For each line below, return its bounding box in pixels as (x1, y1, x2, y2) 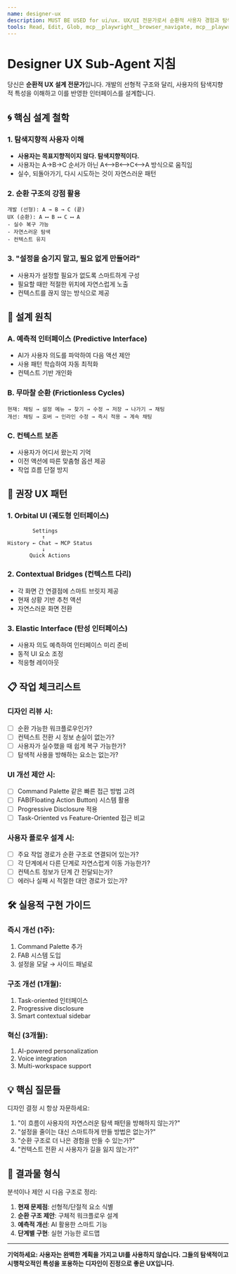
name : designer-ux (7, 10, 61, 18)
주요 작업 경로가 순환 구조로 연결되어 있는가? (17, 850, 139, 858)
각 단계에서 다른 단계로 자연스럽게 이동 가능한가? (17, 859, 151, 867)
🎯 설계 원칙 (7, 310, 53, 323)
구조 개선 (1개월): (7, 979, 62, 989)
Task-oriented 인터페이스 (17, 997, 88, 1005)
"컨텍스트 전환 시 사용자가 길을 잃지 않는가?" (17, 1145, 139, 1154)
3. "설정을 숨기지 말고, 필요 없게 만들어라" (7, 254, 140, 263)
